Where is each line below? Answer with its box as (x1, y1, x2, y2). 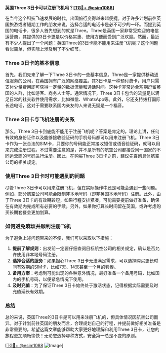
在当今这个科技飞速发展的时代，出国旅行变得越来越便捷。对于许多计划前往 (5, 15, 157, 21)
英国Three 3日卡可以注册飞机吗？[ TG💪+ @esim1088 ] (5, 5, 115, 10)
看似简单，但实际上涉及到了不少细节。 (5, 46, 83, 52)
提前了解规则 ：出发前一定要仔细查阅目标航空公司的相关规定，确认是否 (12, 246, 156, 251)
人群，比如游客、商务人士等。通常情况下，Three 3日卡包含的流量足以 (13, 90, 156, 96)
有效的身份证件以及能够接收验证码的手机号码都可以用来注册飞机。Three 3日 (5, 134, 160, 140)
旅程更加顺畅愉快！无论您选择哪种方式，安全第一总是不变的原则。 (5, 333, 139, 339)
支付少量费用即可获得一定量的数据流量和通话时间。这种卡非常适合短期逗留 (5, 84, 157, 90)
